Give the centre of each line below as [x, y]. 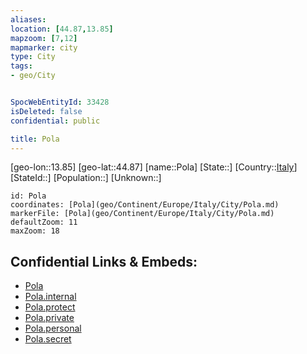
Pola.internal [50, 297]
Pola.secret [48, 339]
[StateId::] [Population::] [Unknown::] [86, 178]
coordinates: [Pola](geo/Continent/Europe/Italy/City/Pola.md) [145, 205]
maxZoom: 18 [35, 231]
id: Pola [28, 196]
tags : [21, 66]
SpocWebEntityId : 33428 [60, 102]
